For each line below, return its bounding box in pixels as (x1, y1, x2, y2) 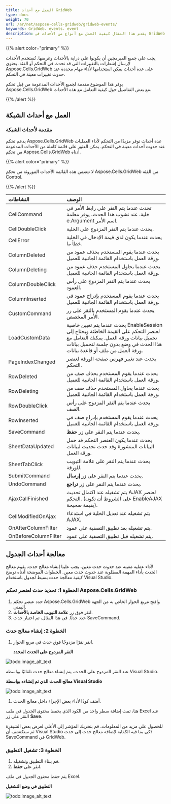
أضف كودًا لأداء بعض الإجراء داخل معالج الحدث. (13, 698, 101, 704)
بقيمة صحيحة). (66, 501, 98, 508)
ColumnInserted (8, 295, 47, 302)
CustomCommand (8, 310, 52, 317)
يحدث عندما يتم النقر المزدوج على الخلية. (66, 225, 154, 232)
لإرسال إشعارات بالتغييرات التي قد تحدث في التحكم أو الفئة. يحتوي (6, 61, 131, 66)
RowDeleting (8, 387, 39, 394)
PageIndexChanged (8, 358, 56, 365)
